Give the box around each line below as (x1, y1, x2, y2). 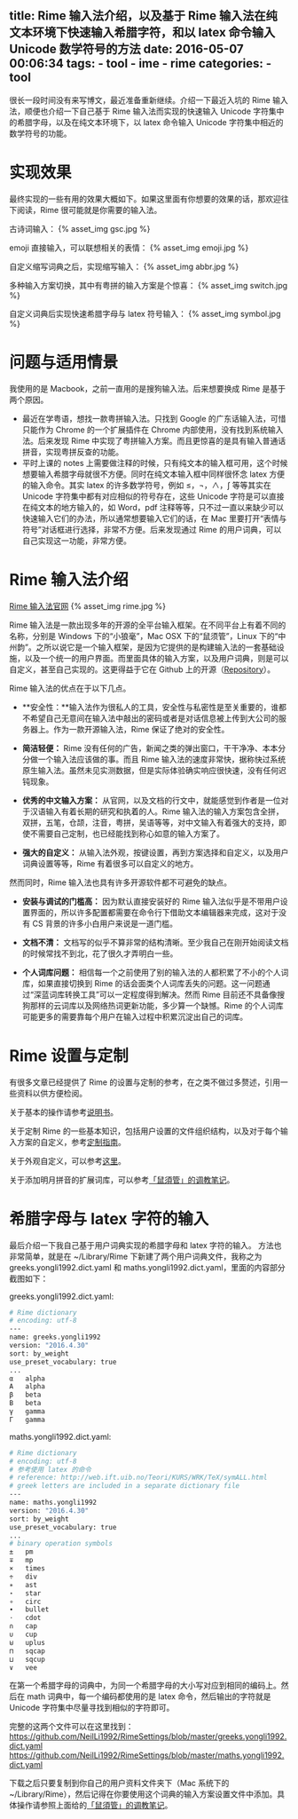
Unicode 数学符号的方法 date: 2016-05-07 (9, 42, 244, 57)
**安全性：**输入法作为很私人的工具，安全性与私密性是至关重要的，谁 (21, 701, 279, 712)
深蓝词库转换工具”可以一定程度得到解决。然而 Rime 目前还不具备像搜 (33, 989, 286, 1000)
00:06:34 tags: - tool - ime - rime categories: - (9, 56, 272, 71)
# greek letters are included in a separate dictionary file (9, 1482, 240, 1491)
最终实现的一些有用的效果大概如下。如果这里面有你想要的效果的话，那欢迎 (9, 194, 281, 204)
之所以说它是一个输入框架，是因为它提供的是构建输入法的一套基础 (35, 642, 278, 652)
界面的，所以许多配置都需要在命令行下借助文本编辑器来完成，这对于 (29, 906, 279, 917)
